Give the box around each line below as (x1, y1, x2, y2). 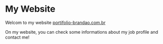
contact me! (5, 34, 30, 40)
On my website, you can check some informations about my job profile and (5, 29, 159, 35)
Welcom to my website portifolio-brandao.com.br (5, 20, 106, 25)
